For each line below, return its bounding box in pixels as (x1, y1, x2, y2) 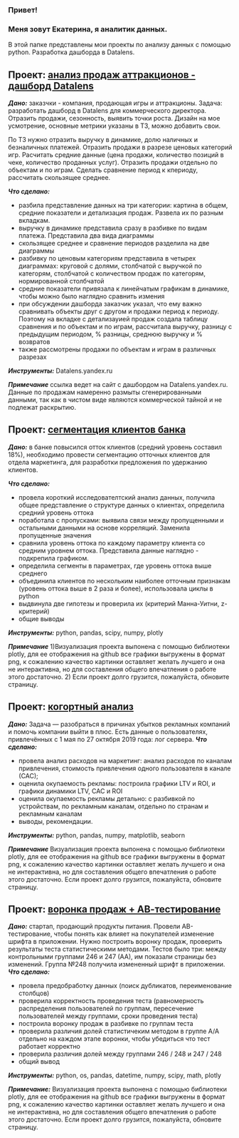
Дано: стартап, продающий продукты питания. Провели (8, 922, 181, 931)
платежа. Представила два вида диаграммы (18, 231, 154, 240)
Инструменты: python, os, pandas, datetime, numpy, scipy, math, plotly (8, 1071, 221, 1079)
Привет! (8, 5, 38, 15)
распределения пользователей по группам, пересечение (18, 1004, 194, 1013)
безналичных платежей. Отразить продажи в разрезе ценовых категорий (8, 143, 233, 151)
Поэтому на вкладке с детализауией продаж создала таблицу (18, 315, 208, 323)
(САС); (18, 771, 38, 780)
